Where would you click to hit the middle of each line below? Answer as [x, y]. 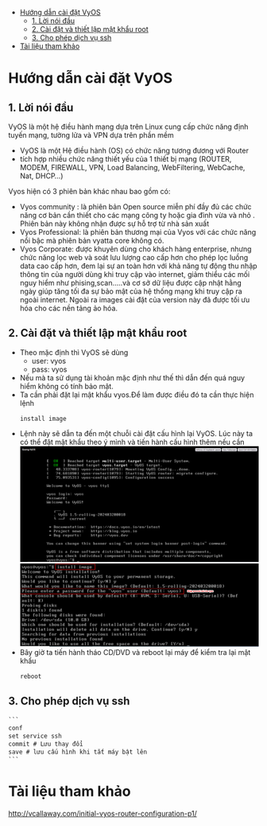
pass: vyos [49, 369]
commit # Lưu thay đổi [46, 744]
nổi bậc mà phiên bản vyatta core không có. [92, 240]
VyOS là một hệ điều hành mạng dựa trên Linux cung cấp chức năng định [128, 127]
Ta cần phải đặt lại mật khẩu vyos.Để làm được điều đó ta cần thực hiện [137, 395]
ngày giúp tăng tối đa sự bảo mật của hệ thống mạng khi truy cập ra [131, 291]
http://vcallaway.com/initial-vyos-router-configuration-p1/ [103, 814]
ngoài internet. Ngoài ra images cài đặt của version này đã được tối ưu [135, 300]
